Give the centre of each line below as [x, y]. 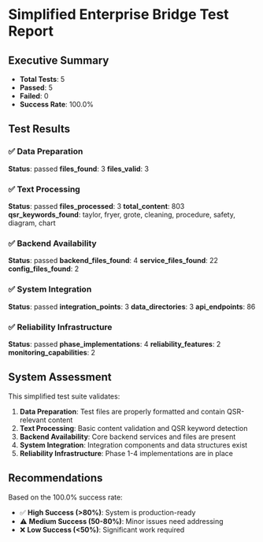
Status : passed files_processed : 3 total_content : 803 [96, 206]
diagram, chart [32, 223]
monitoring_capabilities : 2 [52, 352]
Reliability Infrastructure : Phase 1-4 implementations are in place [126, 453]
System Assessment [60, 377]
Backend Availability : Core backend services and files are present [128, 436]
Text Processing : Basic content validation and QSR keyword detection [133, 428]
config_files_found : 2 [44, 269]
